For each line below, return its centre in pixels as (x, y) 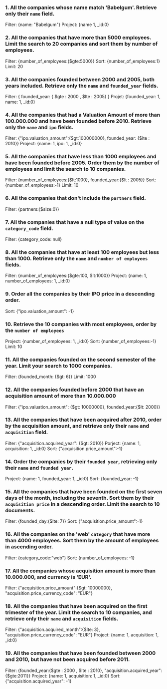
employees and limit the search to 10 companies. (66, 169)
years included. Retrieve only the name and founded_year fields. (82, 86)
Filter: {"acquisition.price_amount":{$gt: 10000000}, (59, 588)
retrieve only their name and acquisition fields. (62, 618)
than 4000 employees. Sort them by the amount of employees (82, 541)
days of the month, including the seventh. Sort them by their (80, 498)
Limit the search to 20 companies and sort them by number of (82, 44)
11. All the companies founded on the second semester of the (81, 360)
